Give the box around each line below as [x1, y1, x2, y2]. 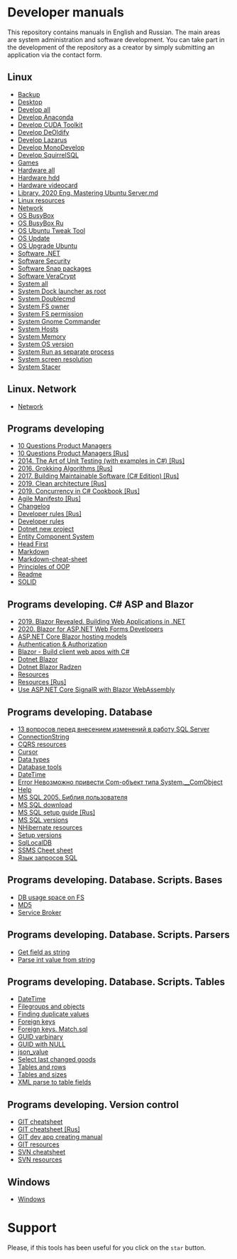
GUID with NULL [17, 1040, 66, 1049]
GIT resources [17, 1140, 60, 1149]
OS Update [17, 234, 50, 242]
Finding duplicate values [17, 1010, 90, 1018]
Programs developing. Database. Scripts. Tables [7, 976, 226, 988]
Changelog [17, 502, 50, 511]
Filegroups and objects [17, 1002, 85, 1011]
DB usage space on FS [17, 893, 85, 902]
